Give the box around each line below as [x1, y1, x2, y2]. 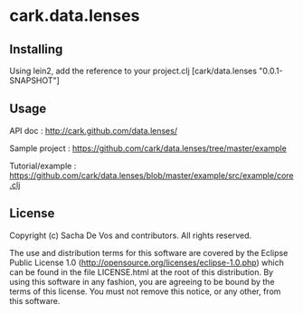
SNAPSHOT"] [9, 75, 61, 86]
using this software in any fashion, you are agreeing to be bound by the [9, 276, 275, 287]
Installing [9, 42, 63, 57]
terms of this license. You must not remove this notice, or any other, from [9, 286, 281, 297]
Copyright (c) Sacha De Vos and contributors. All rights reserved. [9, 230, 252, 241]
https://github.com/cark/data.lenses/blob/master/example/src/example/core [9, 169, 294, 181]
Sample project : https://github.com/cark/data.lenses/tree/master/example [9, 142, 287, 154]
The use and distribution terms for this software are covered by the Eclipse [9, 247, 289, 258]
